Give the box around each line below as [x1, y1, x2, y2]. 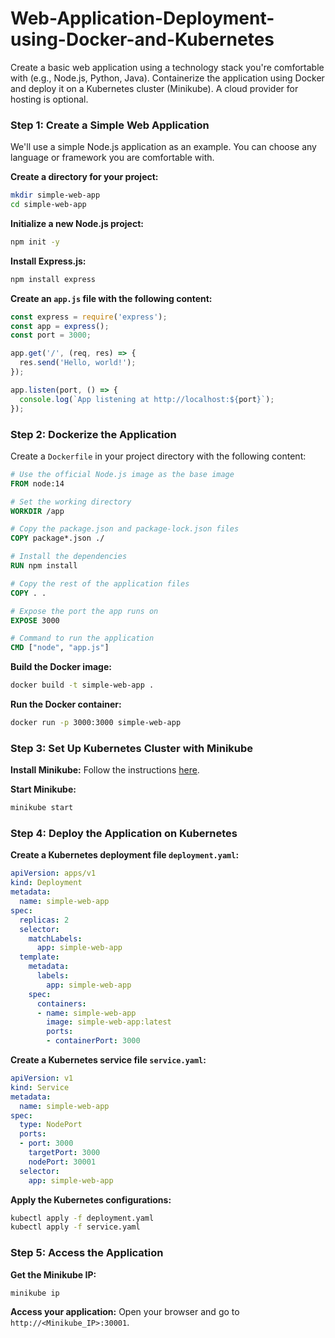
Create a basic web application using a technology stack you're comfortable [10, 61, 325, 73]
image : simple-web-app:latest [46, 1017, 172, 1027]
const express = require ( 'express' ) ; [10, 312, 168, 322]
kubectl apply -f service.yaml [10, 1222, 141, 1232]
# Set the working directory [10, 497, 132, 507]
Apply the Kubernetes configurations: [10, 1193, 172, 1206]
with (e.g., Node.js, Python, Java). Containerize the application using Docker [10, 72, 325, 84]
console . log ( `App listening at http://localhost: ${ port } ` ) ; [19, 394, 275, 404]
